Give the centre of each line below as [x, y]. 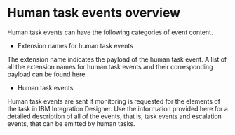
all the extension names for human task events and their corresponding [110, 66]
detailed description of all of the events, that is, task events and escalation [115, 116]
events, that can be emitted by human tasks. [71, 123]
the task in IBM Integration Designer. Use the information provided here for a [117, 108]
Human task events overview [94, 13]
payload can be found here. [47, 74]
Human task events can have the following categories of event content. [110, 32]
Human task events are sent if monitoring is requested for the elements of [114, 101]
